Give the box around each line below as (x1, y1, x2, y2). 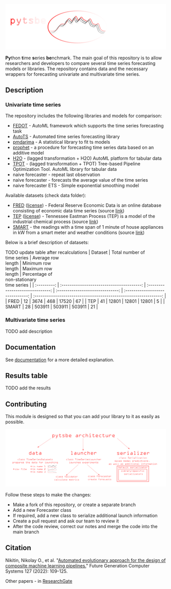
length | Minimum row (5, 260, 51, 267)
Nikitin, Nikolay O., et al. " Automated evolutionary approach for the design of (5, 557, 166, 563)
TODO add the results (5, 385, 51, 391)
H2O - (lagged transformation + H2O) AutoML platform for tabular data (12, 155, 162, 162)
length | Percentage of (5, 271, 53, 277)
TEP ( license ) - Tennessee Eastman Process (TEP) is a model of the (12, 213, 156, 220)
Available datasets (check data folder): (5, 192, 86, 199)
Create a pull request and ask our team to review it (12, 518, 119, 524)
